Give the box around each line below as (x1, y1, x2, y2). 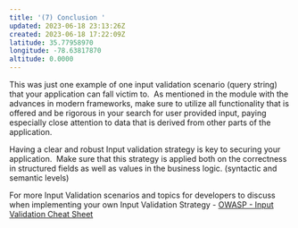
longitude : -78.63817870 (9, 46, 102, 55)
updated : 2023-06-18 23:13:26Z (9, 21, 126, 30)
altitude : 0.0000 (9, 55, 74, 63)
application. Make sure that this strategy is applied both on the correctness (9, 154, 287, 164)
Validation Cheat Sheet (9, 209, 94, 219)
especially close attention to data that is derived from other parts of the (9, 117, 271, 128)
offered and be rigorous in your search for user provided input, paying (9, 108, 267, 118)
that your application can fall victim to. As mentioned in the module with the (9, 89, 289, 99)
